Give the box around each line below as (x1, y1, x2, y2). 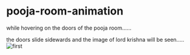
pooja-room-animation (6, 4, 124, 18)
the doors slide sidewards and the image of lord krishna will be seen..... (6, 36, 185, 43)
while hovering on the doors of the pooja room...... (6, 24, 132, 31)
